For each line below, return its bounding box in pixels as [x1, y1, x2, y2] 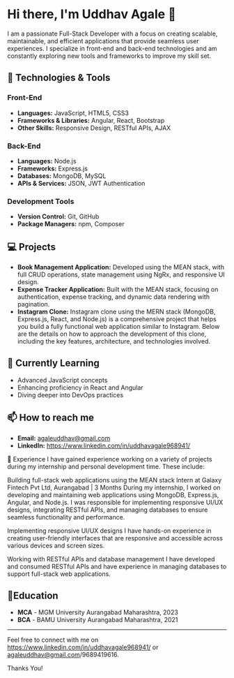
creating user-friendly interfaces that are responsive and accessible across [7, 533, 223, 542]
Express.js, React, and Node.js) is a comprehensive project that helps [17, 315, 217, 323]
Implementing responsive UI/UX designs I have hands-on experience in [7, 526, 212, 535]
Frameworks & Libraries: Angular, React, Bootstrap [17, 116, 165, 124]
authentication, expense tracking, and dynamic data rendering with [17, 293, 210, 301]
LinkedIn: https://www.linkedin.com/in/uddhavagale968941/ [17, 441, 190, 450]
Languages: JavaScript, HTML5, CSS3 [17, 108, 129, 117]
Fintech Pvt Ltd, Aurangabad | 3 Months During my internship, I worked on [7, 483, 221, 492]
